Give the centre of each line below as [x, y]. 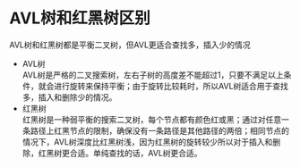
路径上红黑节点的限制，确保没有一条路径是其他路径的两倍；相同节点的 [159, 130]
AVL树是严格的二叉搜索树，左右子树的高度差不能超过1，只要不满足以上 [153, 75]
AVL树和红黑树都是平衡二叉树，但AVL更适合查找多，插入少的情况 [130, 45]
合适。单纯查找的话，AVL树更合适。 [136, 153]
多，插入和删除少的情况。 [69, 97]
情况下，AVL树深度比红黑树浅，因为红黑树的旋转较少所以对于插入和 [147, 142]
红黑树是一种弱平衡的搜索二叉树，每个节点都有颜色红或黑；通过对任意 [152, 119]
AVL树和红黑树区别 [80, 18]
